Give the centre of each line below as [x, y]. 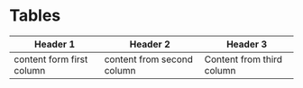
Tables [35, 16]
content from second [149, 59]
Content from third [243, 59]
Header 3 [247, 44]
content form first [51, 59]
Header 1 [55, 44]
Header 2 [150, 44]
